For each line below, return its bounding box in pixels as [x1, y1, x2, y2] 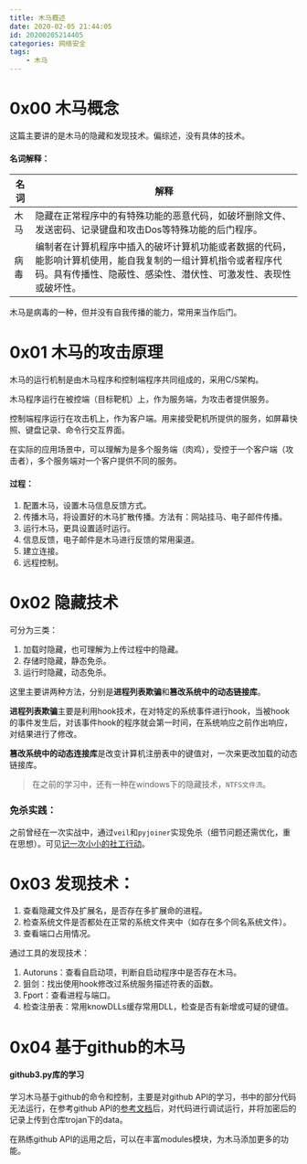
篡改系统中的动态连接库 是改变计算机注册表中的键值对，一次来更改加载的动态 [9, 748, 298, 759]
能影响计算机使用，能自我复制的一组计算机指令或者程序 [35, 254, 273, 267]
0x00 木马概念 [9, 98, 120, 119]
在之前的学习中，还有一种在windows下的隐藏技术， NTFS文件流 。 [31, 779, 271, 790]
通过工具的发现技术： [9, 947, 90, 958]
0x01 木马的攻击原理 [9, 342, 164, 363]
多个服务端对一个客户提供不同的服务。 [37, 455, 182, 466]
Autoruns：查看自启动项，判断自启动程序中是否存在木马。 [22, 966, 242, 978]
